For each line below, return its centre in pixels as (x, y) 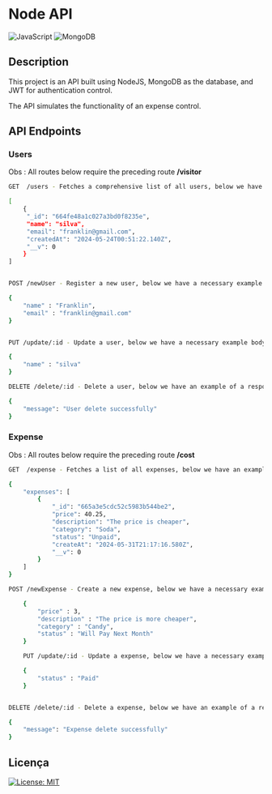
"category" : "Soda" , (86, 529)
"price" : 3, (59, 611)
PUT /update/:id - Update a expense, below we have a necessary (134, 656)
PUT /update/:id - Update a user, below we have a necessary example (128, 342)
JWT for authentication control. (61, 90)
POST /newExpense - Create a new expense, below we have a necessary (128, 589)
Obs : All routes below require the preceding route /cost (102, 455)
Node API (40, 14)
